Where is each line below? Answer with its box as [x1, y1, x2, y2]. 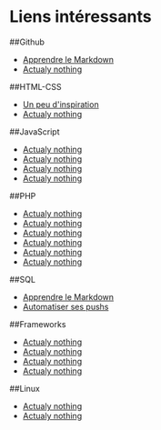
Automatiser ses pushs [22, 301, 109, 312]
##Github [9, 36, 45, 47]
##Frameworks [9, 318, 66, 329]
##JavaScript [9, 125, 60, 137]
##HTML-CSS [9, 81, 62, 92]
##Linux [9, 383, 41, 394]
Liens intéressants [9, 6, 152, 27]
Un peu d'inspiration [22, 98, 99, 110]
